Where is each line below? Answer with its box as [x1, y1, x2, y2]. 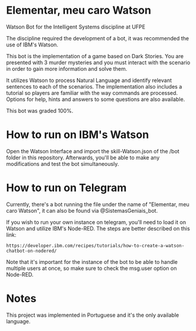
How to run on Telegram [6, 181, 127, 195]
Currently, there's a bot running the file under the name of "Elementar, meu [6, 200, 190, 208]
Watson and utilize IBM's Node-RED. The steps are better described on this [6, 225, 190, 232]
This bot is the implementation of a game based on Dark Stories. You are [6, 52, 184, 59]
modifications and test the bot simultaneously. [6, 160, 119, 167]
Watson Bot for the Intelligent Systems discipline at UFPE [6, 23, 146, 30]
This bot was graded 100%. [6, 107, 74, 114]
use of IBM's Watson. [6, 41, 58, 48]
